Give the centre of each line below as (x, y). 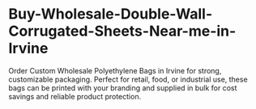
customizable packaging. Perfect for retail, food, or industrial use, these (128, 79)
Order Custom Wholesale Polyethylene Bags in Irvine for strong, (115, 70)
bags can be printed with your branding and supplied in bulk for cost (123, 88)
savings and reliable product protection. (75, 96)
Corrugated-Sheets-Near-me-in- (122, 31)
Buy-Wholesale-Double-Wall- (111, 14)
